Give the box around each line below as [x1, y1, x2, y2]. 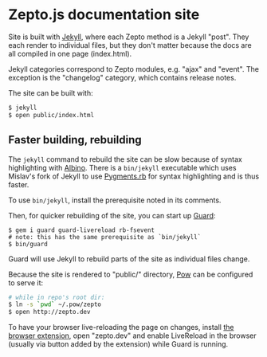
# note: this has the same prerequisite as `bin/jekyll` [8, 233, 202, 241]
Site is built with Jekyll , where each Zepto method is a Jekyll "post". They [8, 32, 249, 41]
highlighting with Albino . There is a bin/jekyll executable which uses [8, 163, 237, 172]
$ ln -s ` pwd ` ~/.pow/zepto [8, 300, 102, 308]
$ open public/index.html [8, 111, 94, 119]
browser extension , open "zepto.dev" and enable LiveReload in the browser [8, 331, 257, 340]
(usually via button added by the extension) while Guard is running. [8, 339, 229, 349]
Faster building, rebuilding [8, 133, 142, 147]
